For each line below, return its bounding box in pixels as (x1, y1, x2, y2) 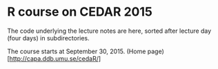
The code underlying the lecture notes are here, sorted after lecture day (7, 27, 212, 35)
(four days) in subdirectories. (7, 33, 90, 42)
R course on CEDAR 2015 (7, 4, 153, 20)
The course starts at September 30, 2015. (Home (7, 47, 146, 55)
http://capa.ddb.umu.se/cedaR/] (9, 54, 101, 62)
